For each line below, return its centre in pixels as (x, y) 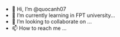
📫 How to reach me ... (39, 28)
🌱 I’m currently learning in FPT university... (63, 15)
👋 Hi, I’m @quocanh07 (39, 9)
